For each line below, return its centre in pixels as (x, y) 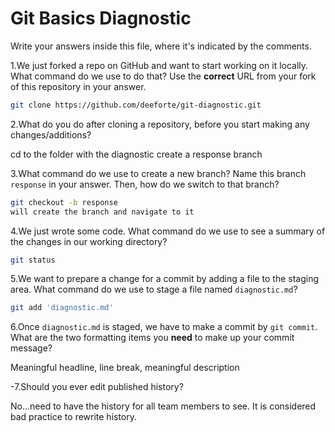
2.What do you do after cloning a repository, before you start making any (160, 124)
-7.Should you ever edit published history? (97, 387)
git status (33, 260)
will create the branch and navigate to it (102, 212)
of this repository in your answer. (78, 86)
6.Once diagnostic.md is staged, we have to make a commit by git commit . (164, 327)
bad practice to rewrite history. (74, 417)
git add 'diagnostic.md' (62, 308)
